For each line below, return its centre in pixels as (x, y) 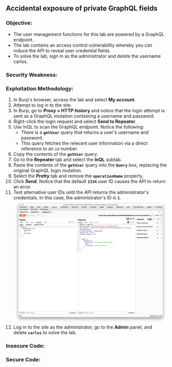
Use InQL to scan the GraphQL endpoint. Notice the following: (79, 127)
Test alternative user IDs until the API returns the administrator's (81, 192)
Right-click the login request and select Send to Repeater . (75, 121)
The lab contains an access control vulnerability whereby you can (83, 45)
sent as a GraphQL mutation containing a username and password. (84, 116)
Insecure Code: (25, 345)
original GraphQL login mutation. (48, 170)
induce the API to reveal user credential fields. (62, 50)
